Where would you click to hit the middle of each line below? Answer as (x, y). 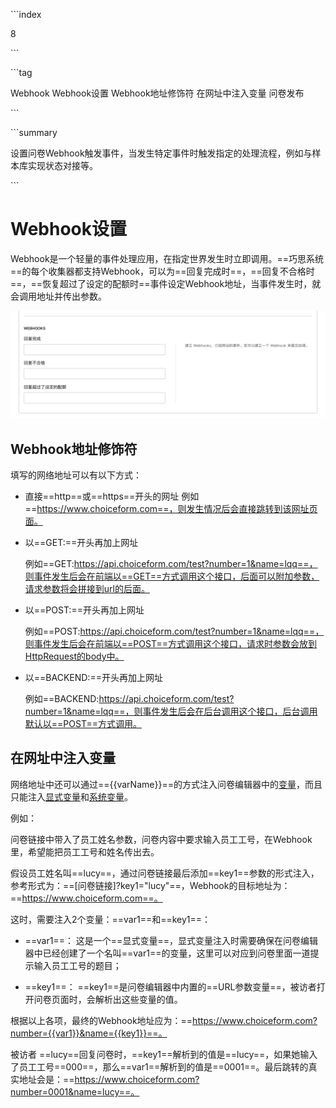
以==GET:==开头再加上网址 (81, 543)
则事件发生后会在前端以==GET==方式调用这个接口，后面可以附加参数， (172, 576)
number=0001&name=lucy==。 (75, 1091)
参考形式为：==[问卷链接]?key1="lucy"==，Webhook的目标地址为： (150, 885)
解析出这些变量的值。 (138, 999)
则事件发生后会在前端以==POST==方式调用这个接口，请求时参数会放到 (170, 644)
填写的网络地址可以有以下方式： (76, 475)
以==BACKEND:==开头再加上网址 (93, 678)
